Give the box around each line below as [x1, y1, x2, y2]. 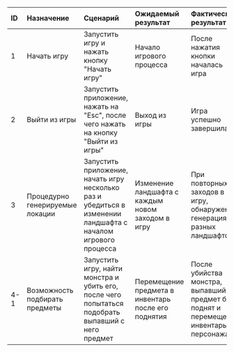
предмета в [134, 286, 174, 295]
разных [190, 222, 216, 231]
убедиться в [83, 200, 125, 210]
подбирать [26, 294, 63, 304]
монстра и [83, 273, 120, 282]
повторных [190, 178, 228, 188]
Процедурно [26, 192, 70, 201]
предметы [26, 303, 62, 312]
